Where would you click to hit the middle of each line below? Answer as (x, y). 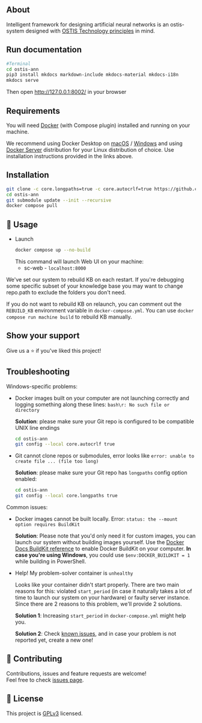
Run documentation (44, 50)
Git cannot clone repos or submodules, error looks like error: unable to (104, 456)
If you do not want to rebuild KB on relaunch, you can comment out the (94, 304)
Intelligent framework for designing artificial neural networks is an (88, 24)
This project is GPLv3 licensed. (44, 713)
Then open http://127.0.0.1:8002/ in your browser (66, 92)
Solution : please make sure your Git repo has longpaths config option (101, 473)
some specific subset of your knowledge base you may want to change (95, 286)
